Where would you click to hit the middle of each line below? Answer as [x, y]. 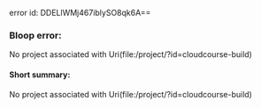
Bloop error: [35, 35]
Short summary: [40, 75]
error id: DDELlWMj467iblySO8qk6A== [80, 13]
